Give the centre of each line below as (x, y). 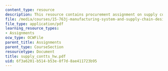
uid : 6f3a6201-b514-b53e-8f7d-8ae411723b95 (51, 61)
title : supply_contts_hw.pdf (35, 56)
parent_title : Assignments (33, 42)
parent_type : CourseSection (34, 47)
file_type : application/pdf (34, 24)
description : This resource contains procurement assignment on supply (81, 14)
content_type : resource (30, 10)
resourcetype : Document (30, 51)
